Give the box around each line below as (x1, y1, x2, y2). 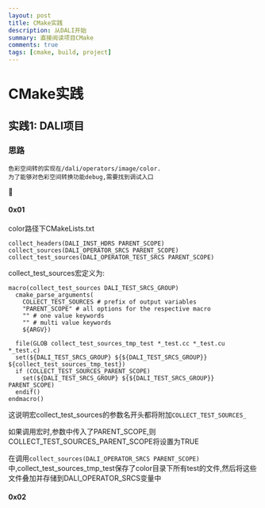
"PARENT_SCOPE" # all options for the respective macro (22, 305, 212, 313)
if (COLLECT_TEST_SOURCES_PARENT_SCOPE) (15, 368, 151, 376)
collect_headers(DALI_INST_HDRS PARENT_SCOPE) (8, 239, 165, 248)
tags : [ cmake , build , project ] (8, 48, 112, 56)
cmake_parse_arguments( (15, 291, 94, 300)
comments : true (8, 41, 59, 49)
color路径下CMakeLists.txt (8, 223, 95, 234)
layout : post (8, 11, 52, 20)
